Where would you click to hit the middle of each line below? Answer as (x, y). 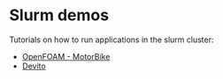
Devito (34, 66)
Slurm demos (59, 15)
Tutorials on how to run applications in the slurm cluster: (111, 39)
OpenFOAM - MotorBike (66, 56)
